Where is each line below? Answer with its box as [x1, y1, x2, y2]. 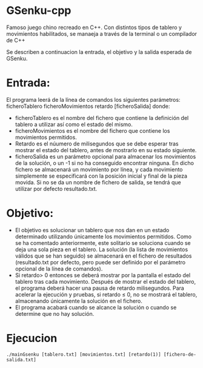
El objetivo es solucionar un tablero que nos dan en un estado [15, 226, 170, 233]
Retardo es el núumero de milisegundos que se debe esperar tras [15, 140, 179, 147]
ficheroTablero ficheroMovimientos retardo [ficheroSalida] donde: [6, 102, 170, 110]
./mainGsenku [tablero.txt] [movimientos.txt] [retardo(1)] [6, 351, 162, 358]
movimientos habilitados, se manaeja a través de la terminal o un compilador [6, 30, 198, 37]
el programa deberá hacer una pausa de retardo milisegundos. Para [15, 284, 185, 292]
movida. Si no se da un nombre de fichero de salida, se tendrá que [15, 178, 181, 186]
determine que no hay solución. [15, 310, 95, 317]
